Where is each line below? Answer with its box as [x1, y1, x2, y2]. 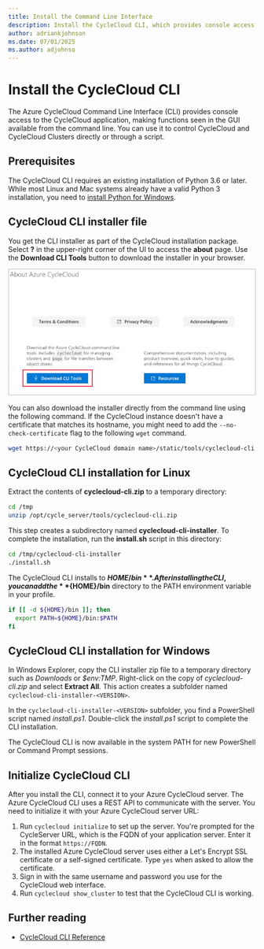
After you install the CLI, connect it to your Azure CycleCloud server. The [8, 790, 244, 799]
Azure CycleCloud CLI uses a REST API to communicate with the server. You [8, 798, 255, 807]
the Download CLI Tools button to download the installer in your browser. [8, 253, 246, 262]
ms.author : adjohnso [8, 46, 76, 54]
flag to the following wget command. [69, 428, 187, 437]
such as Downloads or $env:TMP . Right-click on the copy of [8, 673, 203, 683]
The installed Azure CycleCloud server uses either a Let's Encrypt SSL [19, 847, 248, 856]
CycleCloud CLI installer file [8, 215, 148, 228]
